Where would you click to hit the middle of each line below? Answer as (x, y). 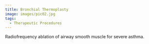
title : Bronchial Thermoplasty (37, 9)
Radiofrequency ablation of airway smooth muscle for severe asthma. (75, 37)
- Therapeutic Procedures (36, 23)
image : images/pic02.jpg (30, 14)
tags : (10, 18)
